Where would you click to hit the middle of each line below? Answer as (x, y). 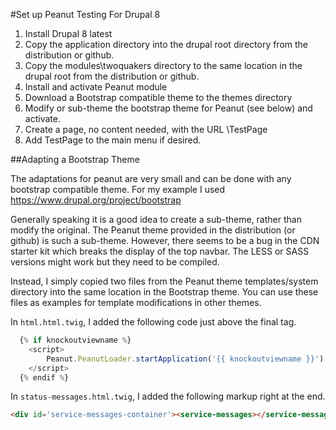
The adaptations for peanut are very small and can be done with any (151, 178)
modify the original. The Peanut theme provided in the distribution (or (153, 230)
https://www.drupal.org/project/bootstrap (96, 200)
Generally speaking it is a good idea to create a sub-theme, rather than (156, 219)
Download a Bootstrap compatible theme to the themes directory (158, 97)
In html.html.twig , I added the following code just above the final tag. (153, 322)
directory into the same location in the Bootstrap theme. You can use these (164, 292)
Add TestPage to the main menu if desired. (113, 140)
